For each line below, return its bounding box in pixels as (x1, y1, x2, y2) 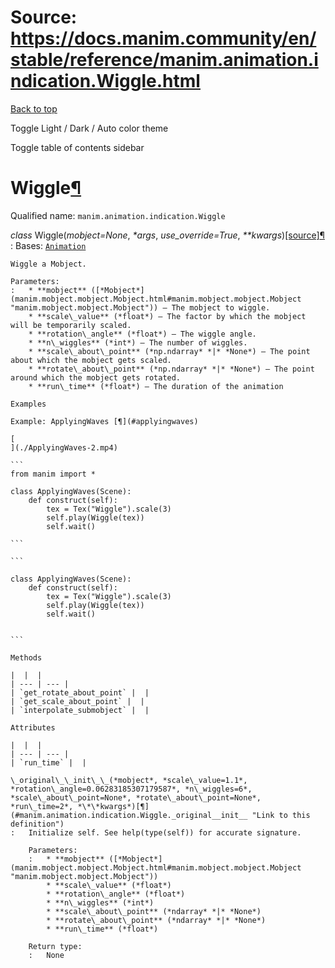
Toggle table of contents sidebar (10, 141, 145, 153)
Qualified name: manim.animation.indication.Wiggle (10, 209, 226, 221)
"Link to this (251, 810, 311, 820)
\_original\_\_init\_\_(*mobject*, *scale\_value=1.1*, (10, 775, 248, 785)
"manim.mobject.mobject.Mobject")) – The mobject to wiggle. (10, 302, 271, 313)
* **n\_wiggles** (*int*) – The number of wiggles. (28, 337, 248, 348)
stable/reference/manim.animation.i (10, 49, 319, 71)
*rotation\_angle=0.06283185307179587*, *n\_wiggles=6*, (10, 784, 253, 794)
